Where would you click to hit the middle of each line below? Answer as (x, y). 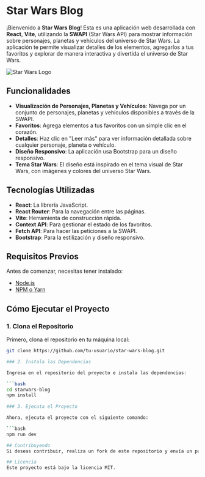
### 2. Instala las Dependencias (49, 361)
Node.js (25, 283)
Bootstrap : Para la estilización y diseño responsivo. (80, 237)
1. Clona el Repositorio (40, 326)
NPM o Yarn (30, 290)
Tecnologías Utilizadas (51, 190)
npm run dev (21, 434)
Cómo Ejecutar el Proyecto (58, 309)
